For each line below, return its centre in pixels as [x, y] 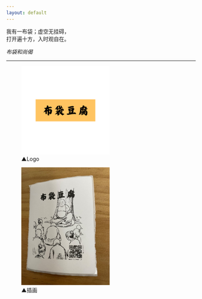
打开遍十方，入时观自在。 [38, 39]
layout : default [26, 13]
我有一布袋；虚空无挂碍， [38, 31]
